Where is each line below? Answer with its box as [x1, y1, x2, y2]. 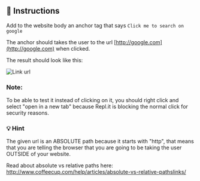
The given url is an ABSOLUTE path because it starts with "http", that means [6, 138, 195, 145]
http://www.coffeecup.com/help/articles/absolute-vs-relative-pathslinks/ [6, 168, 187, 176]
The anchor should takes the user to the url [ [6, 38, 116, 45]
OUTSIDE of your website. [6, 151, 71, 158]
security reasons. [6, 109, 49, 116]
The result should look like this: [6, 56, 83, 63]
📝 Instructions [6, 6, 60, 16]
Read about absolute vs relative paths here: [6, 162, 114, 169]
